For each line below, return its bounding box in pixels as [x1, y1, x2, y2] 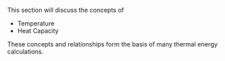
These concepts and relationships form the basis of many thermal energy [7, 40, 218, 48]
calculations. [7, 48, 44, 55]
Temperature [17, 19, 55, 27]
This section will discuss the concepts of [7, 6, 124, 14]
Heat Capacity [17, 27, 59, 35]
